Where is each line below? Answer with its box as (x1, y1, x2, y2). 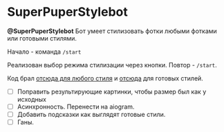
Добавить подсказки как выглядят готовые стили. (17, 111, 166, 119)
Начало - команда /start (7, 47, 82, 56)
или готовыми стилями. (7, 34, 77, 42)
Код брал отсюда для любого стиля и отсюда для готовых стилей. (7, 74, 204, 82)
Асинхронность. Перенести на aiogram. (17, 102, 135, 111)
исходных (17, 96, 47, 103)
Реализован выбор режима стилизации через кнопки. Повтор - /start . (7, 60, 218, 69)
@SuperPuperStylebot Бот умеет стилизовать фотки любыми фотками (7, 27, 218, 35)
